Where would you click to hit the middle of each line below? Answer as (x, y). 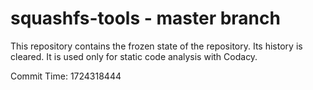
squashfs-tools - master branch (145, 18)
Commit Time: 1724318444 (66, 76)
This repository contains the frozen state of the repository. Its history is (156, 46)
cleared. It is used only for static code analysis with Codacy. (134, 56)
